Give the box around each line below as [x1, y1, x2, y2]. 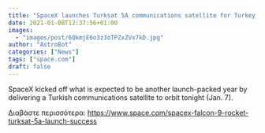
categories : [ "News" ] [8, 48, 80, 56]
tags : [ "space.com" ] [8, 56, 77, 64]
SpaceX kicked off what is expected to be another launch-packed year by [8, 84, 248, 94]
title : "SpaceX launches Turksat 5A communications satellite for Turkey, [8, 11, 259, 20]
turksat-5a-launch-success [8, 116, 97, 126]
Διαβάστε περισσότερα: [8, 108, 86, 117]
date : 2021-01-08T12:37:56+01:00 [8, 19, 118, 27]
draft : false [8, 63, 51, 71]
